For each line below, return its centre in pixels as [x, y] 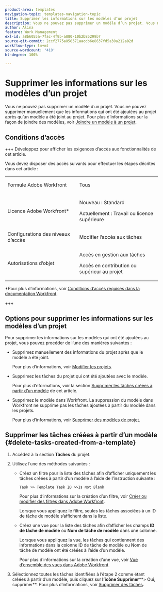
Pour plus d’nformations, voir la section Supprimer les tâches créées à [82, 385]
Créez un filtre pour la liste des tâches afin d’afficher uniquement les [88, 473]
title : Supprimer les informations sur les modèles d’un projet [71, 18]
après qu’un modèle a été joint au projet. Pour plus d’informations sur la [76, 117]
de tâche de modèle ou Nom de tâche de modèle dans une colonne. [88, 530]
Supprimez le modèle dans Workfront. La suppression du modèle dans [82, 400]
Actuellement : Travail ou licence [116, 214]
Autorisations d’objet [31, 263]
